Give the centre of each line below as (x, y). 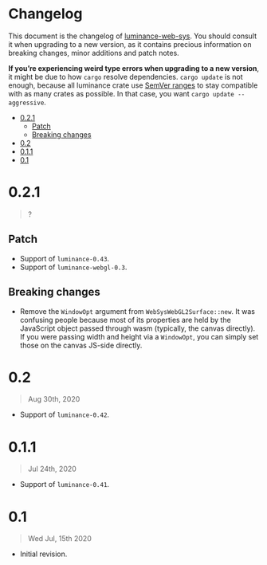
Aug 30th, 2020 (54, 399)
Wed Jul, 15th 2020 (59, 539)
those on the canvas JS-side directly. (81, 345)
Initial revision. (43, 554)
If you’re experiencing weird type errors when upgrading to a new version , (134, 68)
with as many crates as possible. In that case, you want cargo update (122, 93)
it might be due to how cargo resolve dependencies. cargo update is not (126, 77)
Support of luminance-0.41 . (65, 485)
